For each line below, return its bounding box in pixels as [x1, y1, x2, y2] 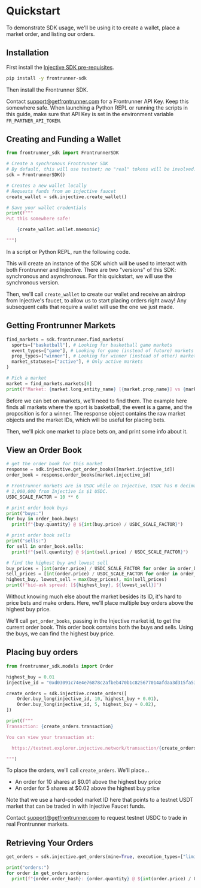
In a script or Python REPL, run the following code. [6, 248, 130, 255]
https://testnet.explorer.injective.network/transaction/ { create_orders [11, 745, 197, 751]
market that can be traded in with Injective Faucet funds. [6, 802, 145, 810]
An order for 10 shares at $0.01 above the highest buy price [14, 778, 162, 786]
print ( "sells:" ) [6, 538, 47, 544]
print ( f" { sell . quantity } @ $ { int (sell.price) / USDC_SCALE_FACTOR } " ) [11, 549, 188, 555]
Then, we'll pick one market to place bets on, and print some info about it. [6, 428, 188, 435]
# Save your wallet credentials [6, 205, 87, 211]
